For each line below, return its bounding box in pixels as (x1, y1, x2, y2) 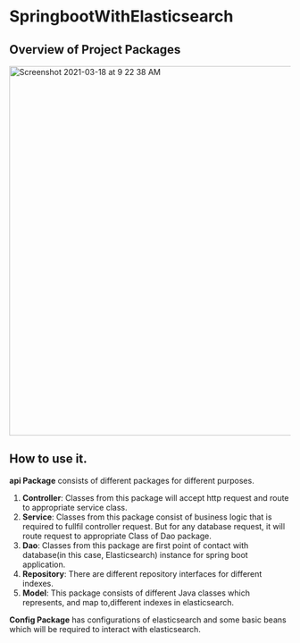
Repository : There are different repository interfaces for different (21, 568, 262, 579)
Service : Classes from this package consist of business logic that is (21, 512, 272, 522)
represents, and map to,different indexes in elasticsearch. (21, 596, 235, 607)
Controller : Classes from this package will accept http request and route (21, 492, 289, 503)
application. (21, 559, 66, 570)
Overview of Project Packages (9, 42, 181, 57)
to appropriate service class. (21, 502, 128, 512)
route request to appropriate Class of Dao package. (21, 530, 212, 541)
